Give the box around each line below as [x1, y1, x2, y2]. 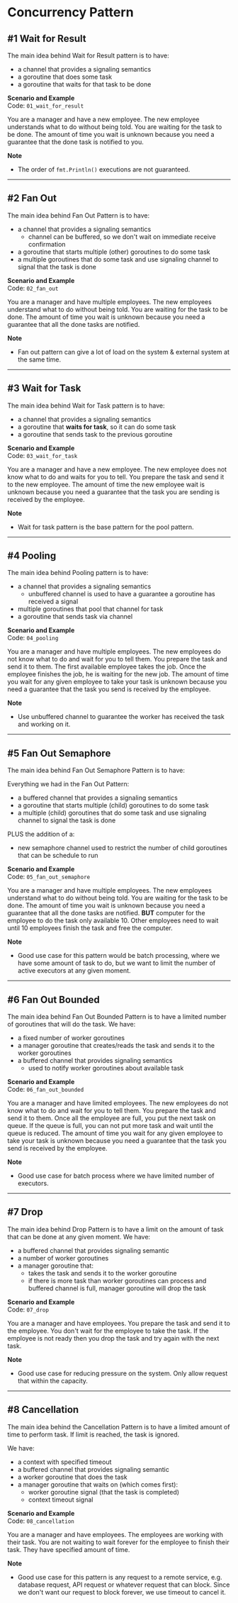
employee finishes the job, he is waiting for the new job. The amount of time [7, 670, 229, 678]
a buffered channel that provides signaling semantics [17, 1056, 173, 1065]
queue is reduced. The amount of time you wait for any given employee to [7, 1129, 223, 1138]
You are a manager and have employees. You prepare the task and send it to [7, 1319, 230, 1327]
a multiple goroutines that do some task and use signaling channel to [17, 255, 219, 263]
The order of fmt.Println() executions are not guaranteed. [17, 165, 191, 174]
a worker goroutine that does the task [17, 1473, 127, 1481]
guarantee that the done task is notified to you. [7, 138, 144, 146]
